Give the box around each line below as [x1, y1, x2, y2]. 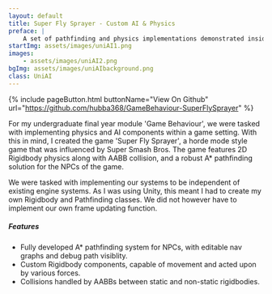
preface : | [8, 27, 45, 35]
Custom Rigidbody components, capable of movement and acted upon [19, 259, 257, 269]
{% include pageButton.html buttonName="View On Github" [8, 94, 209, 104]
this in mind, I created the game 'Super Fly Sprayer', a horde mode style [8, 135, 249, 146]
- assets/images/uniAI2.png [23, 58, 117, 66]
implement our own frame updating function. [8, 203, 158, 213]
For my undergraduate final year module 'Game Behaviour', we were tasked [8, 118, 261, 128]
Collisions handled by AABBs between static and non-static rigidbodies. [19, 276, 261, 286]
